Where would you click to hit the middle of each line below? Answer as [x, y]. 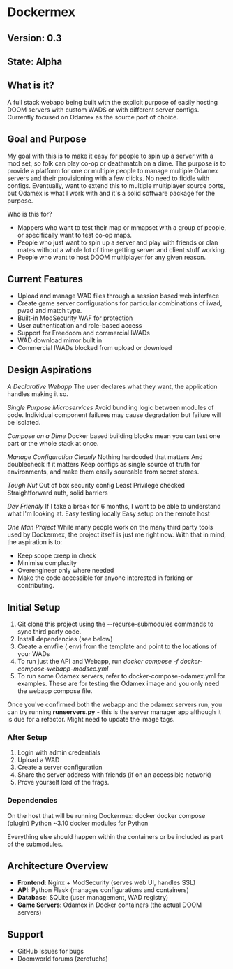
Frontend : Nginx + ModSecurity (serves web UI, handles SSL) [106, 883]
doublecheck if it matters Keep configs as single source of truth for [104, 465]
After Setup [27, 737]
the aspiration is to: [35, 542]
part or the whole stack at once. [53, 444]
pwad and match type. [50, 311]
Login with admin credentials [59, 752]
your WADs [33, 654]
